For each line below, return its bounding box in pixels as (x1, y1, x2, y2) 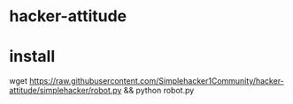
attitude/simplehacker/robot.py (9, 85, 122, 96)
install (9, 47, 56, 67)
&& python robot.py (123, 85, 195, 96)
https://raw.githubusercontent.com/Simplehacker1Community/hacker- (29, 76, 285, 86)
